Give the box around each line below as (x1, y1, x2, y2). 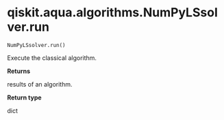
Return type (7, 93, 42, 102)
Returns (7, 67, 31, 75)
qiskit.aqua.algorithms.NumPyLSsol (7, 5, 218, 20)
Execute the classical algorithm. (7, 53, 97, 62)
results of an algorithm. (7, 80, 73, 88)
